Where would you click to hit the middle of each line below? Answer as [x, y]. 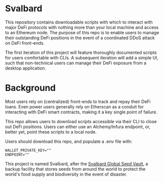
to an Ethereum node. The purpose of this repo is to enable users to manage [82, 32]
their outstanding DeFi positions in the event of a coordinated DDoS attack [80, 38]
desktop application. [26, 68]
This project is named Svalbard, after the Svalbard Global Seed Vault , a [77, 164]
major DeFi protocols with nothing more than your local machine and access [82, 27]
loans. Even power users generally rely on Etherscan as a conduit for [74, 106]
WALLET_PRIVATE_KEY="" [28, 150]
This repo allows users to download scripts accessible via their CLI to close [81, 121]
